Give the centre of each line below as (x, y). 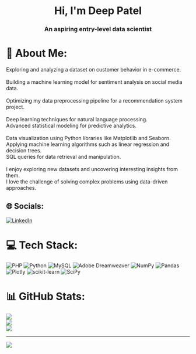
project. (15, 107)
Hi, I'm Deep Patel (98, 11)
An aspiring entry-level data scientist (98, 29)
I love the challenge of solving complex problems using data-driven (87, 182)
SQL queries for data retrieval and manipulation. (64, 157)
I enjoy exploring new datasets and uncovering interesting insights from (92, 169)
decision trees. (24, 151)
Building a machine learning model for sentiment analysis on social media (94, 82)
